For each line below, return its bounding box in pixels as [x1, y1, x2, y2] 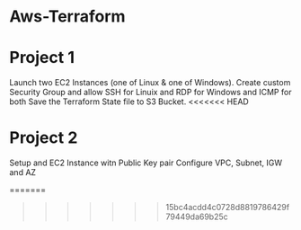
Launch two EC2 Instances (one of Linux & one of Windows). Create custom [9, 77, 291, 88]
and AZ [9, 167, 37, 178]
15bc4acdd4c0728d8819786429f [165, 202, 290, 213]
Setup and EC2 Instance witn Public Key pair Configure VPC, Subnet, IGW [9, 157, 283, 168]
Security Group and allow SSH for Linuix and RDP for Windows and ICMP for [9, 87, 292, 98]
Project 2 [9, 128, 78, 148]
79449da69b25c [165, 211, 229, 222]
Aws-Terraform [9, 6, 126, 27]
